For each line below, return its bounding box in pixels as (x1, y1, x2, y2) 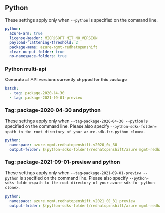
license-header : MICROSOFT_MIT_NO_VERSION (9, 35, 98, 41)
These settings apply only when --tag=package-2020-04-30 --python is (5, 118, 148, 124)
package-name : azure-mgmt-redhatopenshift (9, 45, 98, 50)
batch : (5, 86, 19, 91)
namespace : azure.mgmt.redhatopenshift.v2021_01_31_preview (9, 198, 135, 203)
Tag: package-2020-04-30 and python (5, 106, 101, 113)
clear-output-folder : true (9, 49, 65, 54)
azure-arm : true (9, 31, 43, 36)
